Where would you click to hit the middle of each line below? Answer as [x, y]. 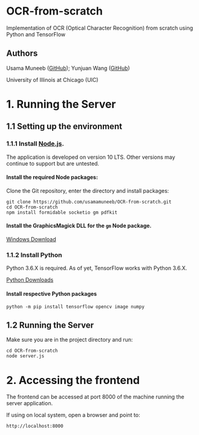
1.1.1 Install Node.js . [35, 144]
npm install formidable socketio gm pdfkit [62, 212]
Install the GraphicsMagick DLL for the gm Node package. [79, 226]
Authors [22, 54]
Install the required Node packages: [52, 178]
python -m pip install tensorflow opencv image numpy [76, 307]
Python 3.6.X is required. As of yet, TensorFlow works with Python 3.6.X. [97, 268]
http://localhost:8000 [35, 426]
